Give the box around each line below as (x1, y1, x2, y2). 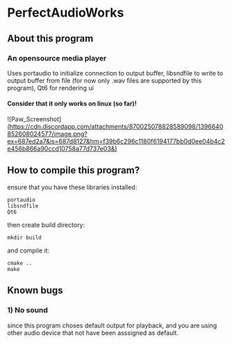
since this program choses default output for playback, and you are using (7, 321, 217, 329)
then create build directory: (7, 221, 85, 229)
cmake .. (7, 259, 33, 266)
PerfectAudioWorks (7, 5, 124, 21)
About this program (7, 33, 94, 44)
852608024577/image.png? (7, 130, 88, 138)
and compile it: (7, 246, 50, 255)
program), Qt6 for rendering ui (7, 83, 94, 92)
